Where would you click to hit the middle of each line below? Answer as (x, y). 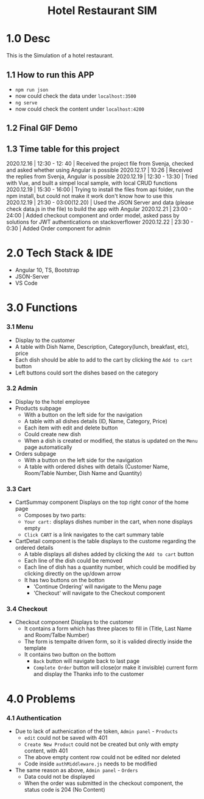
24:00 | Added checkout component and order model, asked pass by (93, 216)
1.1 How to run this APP (50, 75)
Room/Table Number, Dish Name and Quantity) (83, 473)
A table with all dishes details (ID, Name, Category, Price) (96, 421)
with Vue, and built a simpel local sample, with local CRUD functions (92, 183)
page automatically (48, 447)
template (35, 648)
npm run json (32, 90)
